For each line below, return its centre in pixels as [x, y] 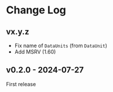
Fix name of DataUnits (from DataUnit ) [61, 45]
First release [21, 84]
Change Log [36, 10]
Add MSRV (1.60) [35, 52]
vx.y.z [18, 32]
